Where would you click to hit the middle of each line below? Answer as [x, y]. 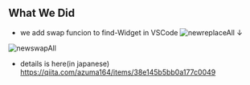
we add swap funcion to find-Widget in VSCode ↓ [131, 32]
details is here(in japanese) [65, 63]
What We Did [42, 13]
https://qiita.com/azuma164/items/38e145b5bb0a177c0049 [118, 72]
